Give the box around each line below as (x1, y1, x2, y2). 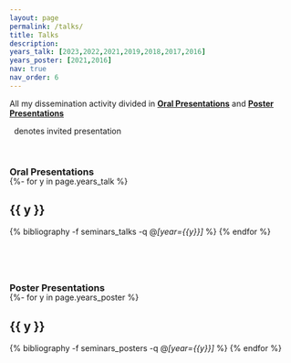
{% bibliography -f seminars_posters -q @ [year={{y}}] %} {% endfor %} (9, 343, 283, 354)
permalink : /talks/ (9, 22, 84, 31)
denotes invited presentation (13, 125, 121, 136)
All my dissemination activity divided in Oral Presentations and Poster (9, 98, 274, 109)
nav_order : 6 (9, 73, 59, 82)
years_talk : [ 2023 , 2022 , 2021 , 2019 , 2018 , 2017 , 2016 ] (9, 48, 206, 57)
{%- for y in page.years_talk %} (9, 176, 129, 187)
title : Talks (9, 30, 59, 39)
